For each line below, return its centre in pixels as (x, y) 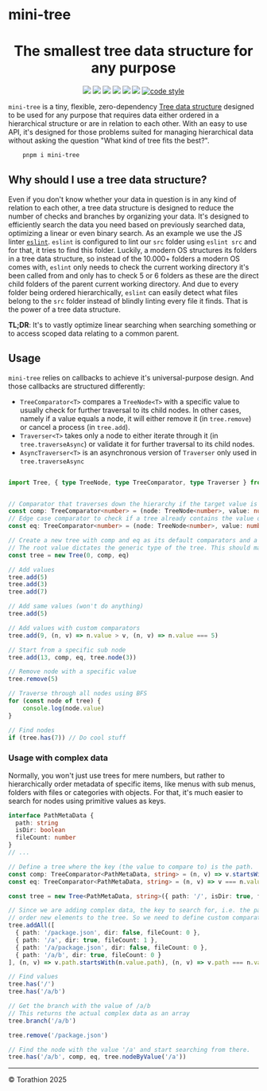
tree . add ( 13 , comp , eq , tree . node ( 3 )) (72, 657)
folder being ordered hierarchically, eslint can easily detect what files (123, 292)
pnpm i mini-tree (51, 156)
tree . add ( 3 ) (28, 585)
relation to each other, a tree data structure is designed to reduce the (121, 207)
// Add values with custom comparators (74, 628)
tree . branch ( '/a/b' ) (43, 1021)
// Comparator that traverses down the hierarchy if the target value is (133, 504)
